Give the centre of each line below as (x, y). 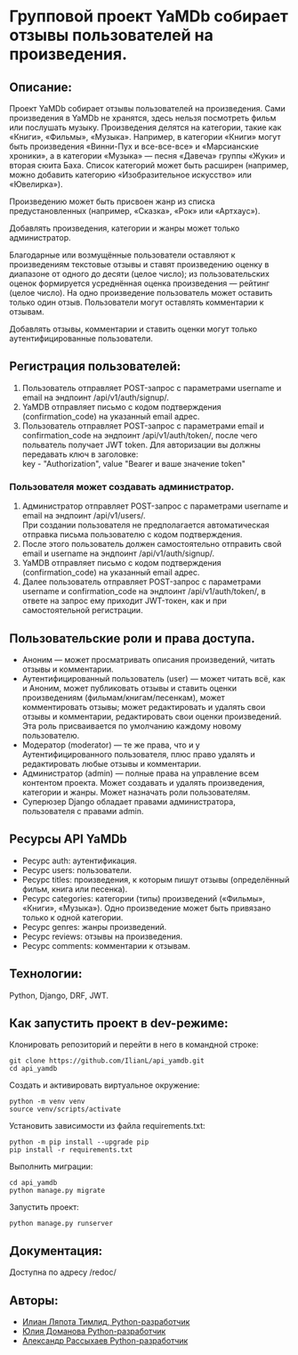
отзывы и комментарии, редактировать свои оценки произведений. (152, 716)
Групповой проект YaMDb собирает (149, 16)
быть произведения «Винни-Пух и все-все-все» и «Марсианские (134, 146)
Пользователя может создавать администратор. (122, 486)
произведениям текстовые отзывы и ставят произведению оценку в (139, 264)
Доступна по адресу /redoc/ (63, 1272)
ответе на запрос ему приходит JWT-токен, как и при (124, 601)
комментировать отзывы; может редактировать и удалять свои (144, 706)
